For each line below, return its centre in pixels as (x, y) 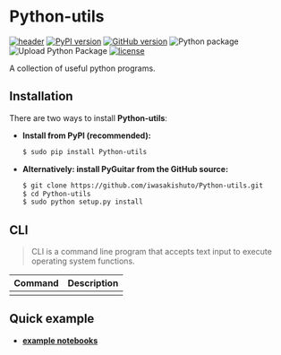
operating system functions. (83, 261)
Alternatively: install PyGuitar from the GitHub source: (125, 169)
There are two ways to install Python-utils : (89, 117)
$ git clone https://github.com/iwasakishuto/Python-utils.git (143, 186)
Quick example (52, 319)
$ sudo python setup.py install (82, 202)
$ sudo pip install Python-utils (85, 152)
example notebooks (60, 340)
